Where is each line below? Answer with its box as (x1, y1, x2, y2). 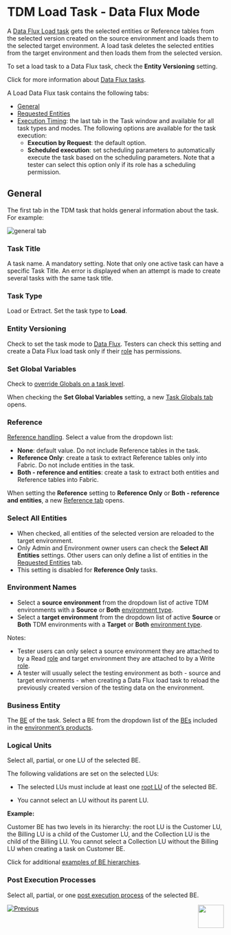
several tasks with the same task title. (7, 274, 113, 283)
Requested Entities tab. (16, 558, 83, 566)
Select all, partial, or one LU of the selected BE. (7, 756, 141, 764)
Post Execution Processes (7, 875, 96, 885)
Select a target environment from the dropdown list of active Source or (16, 613, 221, 621)
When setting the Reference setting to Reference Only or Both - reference (7, 489, 220, 497)
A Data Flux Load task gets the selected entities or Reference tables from (7, 27, 214, 35)
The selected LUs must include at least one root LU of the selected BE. (16, 783, 218, 791)
